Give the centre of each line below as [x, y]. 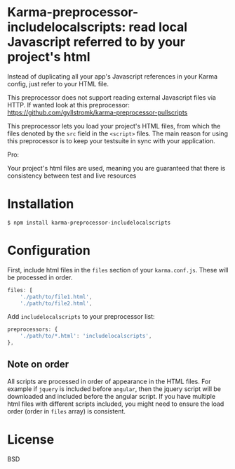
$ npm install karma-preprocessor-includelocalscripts [89, 223]
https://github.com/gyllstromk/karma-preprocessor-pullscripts [98, 112]
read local [158, 27]
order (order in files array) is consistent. [67, 411]
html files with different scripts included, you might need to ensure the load [116, 404]
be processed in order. [40, 277]
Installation [41, 204]
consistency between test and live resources [72, 176]
